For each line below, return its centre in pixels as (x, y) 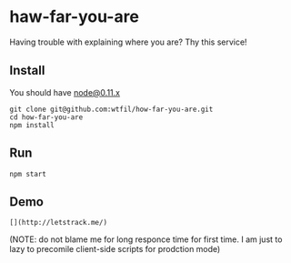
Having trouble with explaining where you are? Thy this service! (128, 42)
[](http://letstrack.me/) (58, 223)
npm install (32, 125)
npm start (28, 174)
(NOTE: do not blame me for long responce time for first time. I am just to (146, 239)
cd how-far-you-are (46, 117)
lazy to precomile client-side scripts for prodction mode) (115, 249)
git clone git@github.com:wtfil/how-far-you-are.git (111, 109)
